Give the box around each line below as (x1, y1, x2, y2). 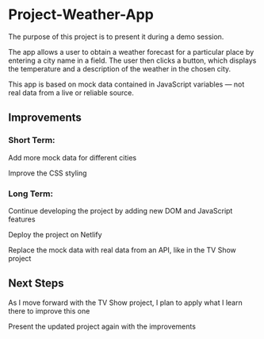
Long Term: (8, 188, 54, 199)
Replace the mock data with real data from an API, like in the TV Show (8, 245, 236, 255)
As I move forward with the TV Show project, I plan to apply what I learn (8, 298, 243, 307)
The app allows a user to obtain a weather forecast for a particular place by (8, 47, 254, 56)
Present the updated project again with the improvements (8, 322, 197, 331)
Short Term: (8, 135, 55, 146)
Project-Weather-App (8, 6, 155, 24)
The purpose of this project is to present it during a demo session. (8, 32, 224, 41)
